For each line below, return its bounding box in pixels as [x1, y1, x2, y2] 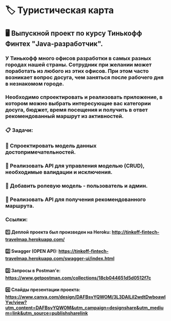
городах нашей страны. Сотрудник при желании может [5, 61, 152, 68]
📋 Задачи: [5, 127, 33, 134]
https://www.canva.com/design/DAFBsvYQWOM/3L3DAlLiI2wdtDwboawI [5, 294, 166, 300]
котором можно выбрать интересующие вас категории [5, 100, 151, 107]
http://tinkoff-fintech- [111, 229, 159, 235]
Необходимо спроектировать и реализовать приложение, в [5, 94, 163, 101]
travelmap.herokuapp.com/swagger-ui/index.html [5, 255, 115, 261]
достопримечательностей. [5, 149, 76, 156]
